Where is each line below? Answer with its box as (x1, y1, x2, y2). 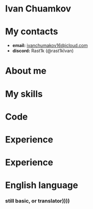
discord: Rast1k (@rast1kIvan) (12, 48, 74, 54)
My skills (5, 88, 43, 99)
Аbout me (5, 65, 47, 76)
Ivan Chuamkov (5, 3, 71, 14)
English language (5, 179, 79, 191)
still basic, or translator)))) (5, 197, 70, 204)
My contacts (5, 26, 58, 37)
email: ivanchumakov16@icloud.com (12, 42, 88, 48)
